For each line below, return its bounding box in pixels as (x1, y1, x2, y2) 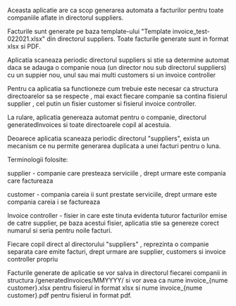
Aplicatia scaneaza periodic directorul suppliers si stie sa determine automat (7, 56, 230, 64)
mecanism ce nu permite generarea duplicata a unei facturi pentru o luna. (7, 142, 221, 150)
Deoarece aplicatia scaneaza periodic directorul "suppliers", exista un (7, 134, 210, 142)
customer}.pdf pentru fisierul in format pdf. (7, 291, 132, 299)
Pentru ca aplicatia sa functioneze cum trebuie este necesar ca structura (7, 85, 218, 92)
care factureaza (7, 176, 54, 185)
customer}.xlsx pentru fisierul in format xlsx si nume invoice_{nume (7, 283, 203, 292)
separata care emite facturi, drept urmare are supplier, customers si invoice (7, 247, 226, 256)
